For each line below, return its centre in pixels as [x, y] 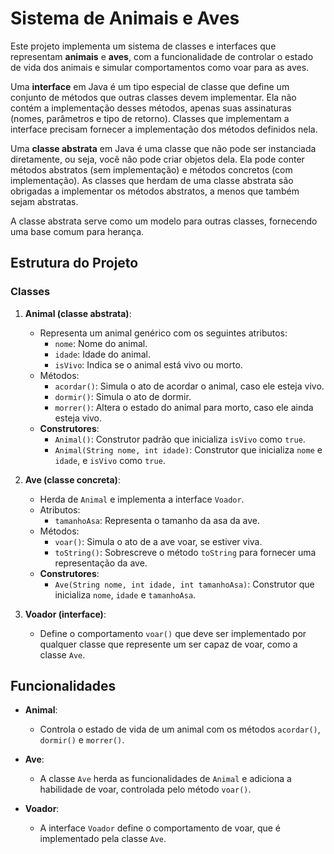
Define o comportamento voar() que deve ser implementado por [173, 633]
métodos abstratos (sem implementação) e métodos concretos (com [151, 169]
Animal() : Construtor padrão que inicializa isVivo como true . [180, 439]
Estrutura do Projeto [74, 263]
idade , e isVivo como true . [110, 460]
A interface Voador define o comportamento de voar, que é [160, 828]
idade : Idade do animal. [102, 354]
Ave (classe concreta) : [72, 479]
